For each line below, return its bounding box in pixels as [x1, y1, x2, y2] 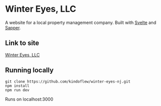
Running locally [5, 66, 54, 74]
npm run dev [5, 87, 29, 92]
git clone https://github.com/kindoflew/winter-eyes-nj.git [5, 79, 131, 84]
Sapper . [5, 24, 21, 30]
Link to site [5, 39, 39, 47]
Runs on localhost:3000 [5, 96, 54, 102]
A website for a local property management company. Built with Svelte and [5, 20, 156, 25]
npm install [5, 83, 29, 88]
